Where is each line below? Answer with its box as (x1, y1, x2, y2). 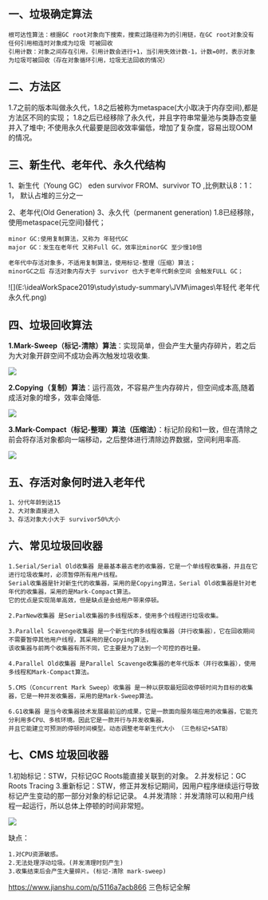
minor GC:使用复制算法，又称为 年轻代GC (8, 235, 129, 244)
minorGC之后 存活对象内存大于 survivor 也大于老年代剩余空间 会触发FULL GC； (8, 268, 244, 276)
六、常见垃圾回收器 (8, 539, 103, 553)
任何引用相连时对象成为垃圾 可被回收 (8, 39, 113, 47)
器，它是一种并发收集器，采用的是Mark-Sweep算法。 (8, 692, 157, 700)
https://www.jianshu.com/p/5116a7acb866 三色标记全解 (8, 882, 191, 892)
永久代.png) (8, 292, 47, 302)
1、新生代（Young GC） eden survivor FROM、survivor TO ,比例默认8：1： (8, 180, 254, 190)
